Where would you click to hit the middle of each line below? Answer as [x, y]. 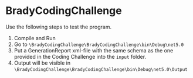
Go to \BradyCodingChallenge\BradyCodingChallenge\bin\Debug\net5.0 [99, 44]
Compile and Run [35, 38]
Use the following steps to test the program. [59, 27]
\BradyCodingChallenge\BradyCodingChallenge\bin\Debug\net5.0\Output [101, 69]
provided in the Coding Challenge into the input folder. [80, 56]
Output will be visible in [42, 63]
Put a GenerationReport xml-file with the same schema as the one [94, 50]
